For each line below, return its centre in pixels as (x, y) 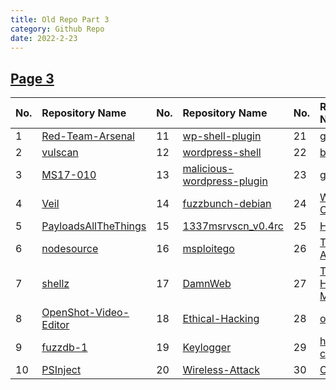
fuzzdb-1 (64, 348)
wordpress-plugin (225, 181)
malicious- (208, 169)
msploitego (208, 249)
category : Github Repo (57, 29)
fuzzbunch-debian (227, 204)
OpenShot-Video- (85, 313)
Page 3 (32, 78)
